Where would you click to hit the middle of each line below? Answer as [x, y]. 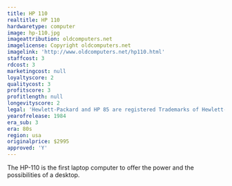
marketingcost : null [37, 71]
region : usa [24, 135]
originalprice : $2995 [38, 142]
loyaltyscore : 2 [30, 77]
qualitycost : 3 [29, 84]
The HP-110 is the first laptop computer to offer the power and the [101, 167]
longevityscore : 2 [33, 103]
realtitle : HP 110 [33, 20]
